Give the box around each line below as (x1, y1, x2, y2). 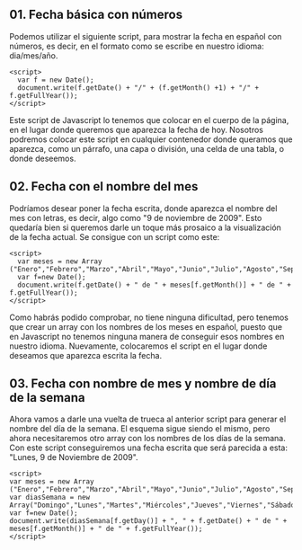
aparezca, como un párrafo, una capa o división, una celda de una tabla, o (9, 143, 285, 154)
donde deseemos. (9, 153, 76, 164)
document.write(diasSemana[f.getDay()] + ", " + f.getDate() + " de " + (9, 517, 288, 526)
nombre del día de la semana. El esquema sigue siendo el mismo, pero (9, 423, 271, 434)
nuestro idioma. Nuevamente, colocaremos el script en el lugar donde (9, 341, 268, 351)
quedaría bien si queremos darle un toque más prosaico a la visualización (9, 222, 281, 233)
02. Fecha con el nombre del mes (9, 179, 199, 194)
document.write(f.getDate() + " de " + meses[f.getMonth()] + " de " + (17, 280, 292, 289)
